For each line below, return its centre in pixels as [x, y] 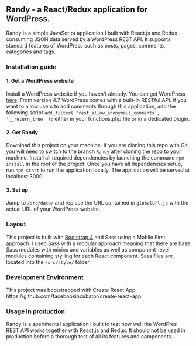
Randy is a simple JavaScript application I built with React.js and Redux [92, 33]
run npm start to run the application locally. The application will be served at [98, 170]
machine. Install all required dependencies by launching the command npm [95, 158]
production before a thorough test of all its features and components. [89, 337]
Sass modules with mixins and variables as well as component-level [88, 249]
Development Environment [45, 277]
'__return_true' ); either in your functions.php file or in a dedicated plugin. [98, 118]
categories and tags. [31, 52]
